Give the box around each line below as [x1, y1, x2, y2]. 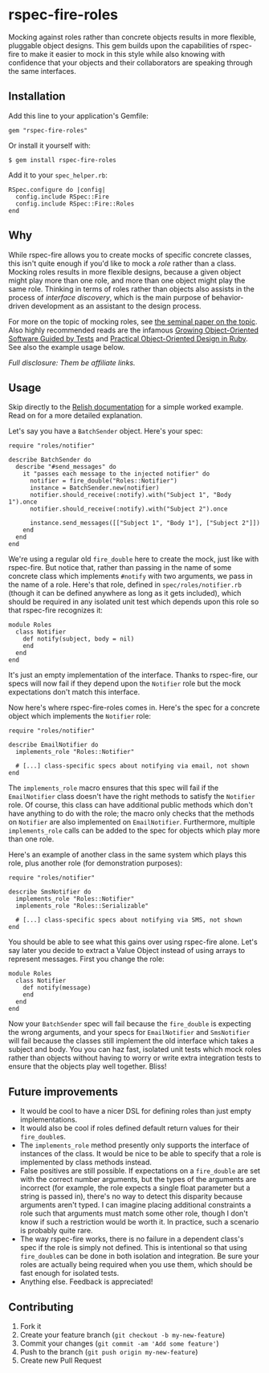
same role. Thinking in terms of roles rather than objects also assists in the [8, 283, 255, 294]
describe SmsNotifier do [8, 888, 92, 896]
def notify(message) [22, 984, 92, 992]
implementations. [19, 1114, 78, 1125]
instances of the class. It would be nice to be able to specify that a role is [19, 1149, 262, 1159]
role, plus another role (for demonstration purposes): [8, 858, 183, 868]
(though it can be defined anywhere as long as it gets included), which [8, 589, 242, 598]
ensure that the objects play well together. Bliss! [8, 1061, 167, 1071]
